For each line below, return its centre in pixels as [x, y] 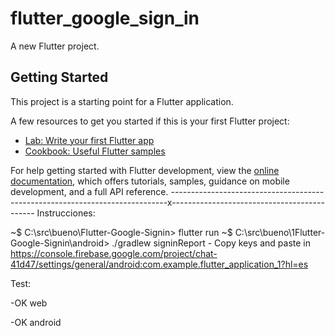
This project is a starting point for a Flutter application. [122, 101]
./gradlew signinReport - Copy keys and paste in [211, 243]
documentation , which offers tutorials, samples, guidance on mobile [150, 181]
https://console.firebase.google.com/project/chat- [114, 253]
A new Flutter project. [55, 46]
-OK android [36, 322]
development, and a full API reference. [89, 191]
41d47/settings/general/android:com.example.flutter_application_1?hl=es [159, 264]
